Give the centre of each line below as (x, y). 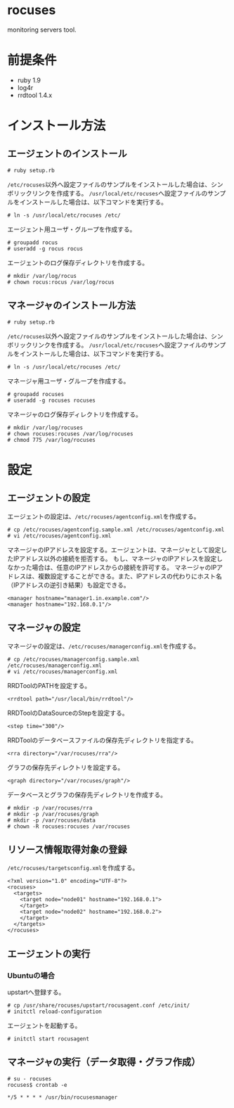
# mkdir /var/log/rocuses (45, 428)
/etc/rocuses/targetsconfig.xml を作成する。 (73, 868)
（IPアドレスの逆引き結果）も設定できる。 (69, 585)
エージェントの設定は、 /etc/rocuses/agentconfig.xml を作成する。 (104, 516)
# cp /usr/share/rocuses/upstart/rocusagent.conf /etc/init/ (99, 1005)
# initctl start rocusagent (48, 1039)
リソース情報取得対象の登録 (67, 849)
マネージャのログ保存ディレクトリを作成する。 (75, 414)
